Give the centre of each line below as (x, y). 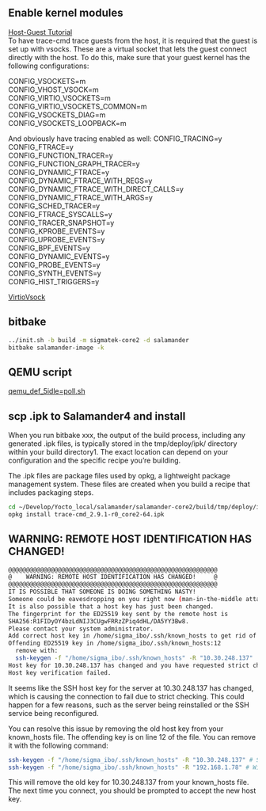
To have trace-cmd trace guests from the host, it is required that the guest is (133, 40)
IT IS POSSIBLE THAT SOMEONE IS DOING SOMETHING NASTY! (102, 592)
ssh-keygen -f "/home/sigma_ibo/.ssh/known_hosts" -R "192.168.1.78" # (129, 767)
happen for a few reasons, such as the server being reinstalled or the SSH (129, 705)
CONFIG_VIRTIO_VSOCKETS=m (59, 97)
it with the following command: (58, 745)
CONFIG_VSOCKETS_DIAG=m (57, 115)
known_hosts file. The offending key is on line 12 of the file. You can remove (132, 737)
